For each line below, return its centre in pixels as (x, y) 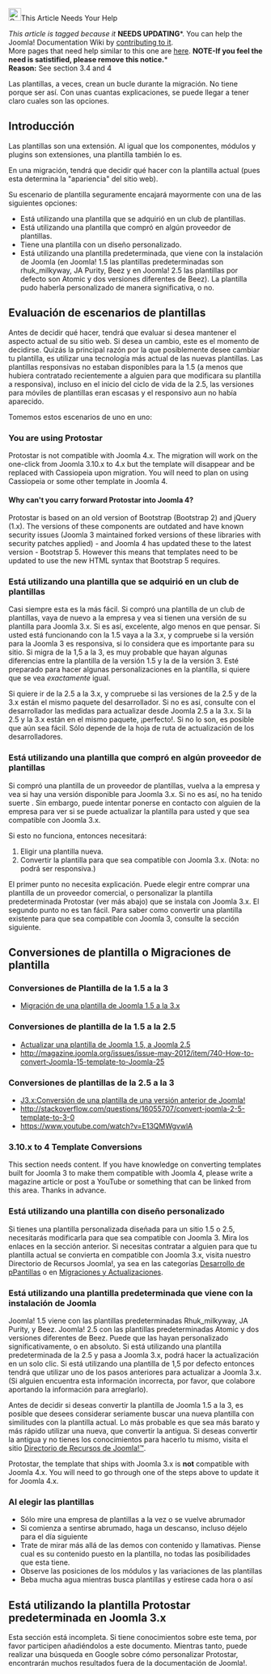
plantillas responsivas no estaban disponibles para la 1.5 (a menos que (126, 367)
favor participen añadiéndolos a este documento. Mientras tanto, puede (128, 1646)
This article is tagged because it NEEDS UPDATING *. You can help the (125, 34)
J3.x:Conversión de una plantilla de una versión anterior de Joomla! (133, 1100)
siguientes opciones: (43, 203)
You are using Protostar (55, 438)
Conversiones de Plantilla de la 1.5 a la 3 (88, 989)
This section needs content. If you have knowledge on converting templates (135, 1164)
